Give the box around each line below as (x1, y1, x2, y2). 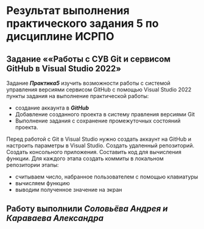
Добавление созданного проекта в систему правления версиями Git (15, 111, 195, 118)
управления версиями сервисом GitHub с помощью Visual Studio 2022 (6, 86, 192, 93)
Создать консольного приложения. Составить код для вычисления (6, 149, 181, 155)
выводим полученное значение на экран (15, 186, 122, 193)
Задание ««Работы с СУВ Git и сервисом (6, 54, 171, 64)
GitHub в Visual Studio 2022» (6, 63, 122, 74)
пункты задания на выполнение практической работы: (6, 93, 149, 99)
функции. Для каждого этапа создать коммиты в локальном (6, 155, 164, 162)
